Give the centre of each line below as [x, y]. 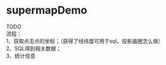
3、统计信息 [21, 56]
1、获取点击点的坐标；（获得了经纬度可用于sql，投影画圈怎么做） [85, 41]
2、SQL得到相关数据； [34, 48]
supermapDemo [47, 10]
